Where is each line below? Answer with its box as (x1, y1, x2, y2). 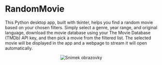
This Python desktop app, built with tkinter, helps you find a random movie (5, 19, 153, 25)
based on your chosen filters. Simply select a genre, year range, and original (5, 24, 158, 30)
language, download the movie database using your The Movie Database (5, 30, 151, 35)
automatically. (5, 45, 33, 51)
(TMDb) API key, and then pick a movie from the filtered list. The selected (5, 35, 151, 41)
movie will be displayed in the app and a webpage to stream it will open (5, 40, 147, 46)
